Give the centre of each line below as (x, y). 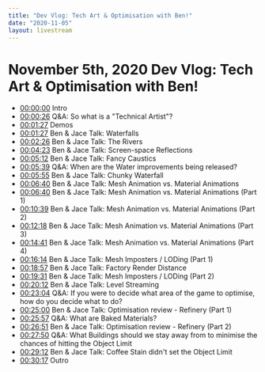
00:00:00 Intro (43, 108)
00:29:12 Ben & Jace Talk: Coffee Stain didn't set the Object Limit (126, 352)
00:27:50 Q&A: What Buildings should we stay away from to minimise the (138, 335)
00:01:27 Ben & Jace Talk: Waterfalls (79, 133)
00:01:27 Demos (46, 125)
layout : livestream (40, 30)
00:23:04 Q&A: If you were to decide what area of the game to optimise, (137, 293)
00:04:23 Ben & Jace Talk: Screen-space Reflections (106, 150)
